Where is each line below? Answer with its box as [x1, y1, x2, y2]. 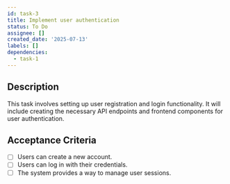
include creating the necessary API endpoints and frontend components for [7, 107, 224, 115]
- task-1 [13, 56, 39, 62]
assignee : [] [7, 29, 45, 37]
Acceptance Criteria [7, 134, 97, 146]
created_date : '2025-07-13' [7, 36, 89, 43]
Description [7, 81, 59, 93]
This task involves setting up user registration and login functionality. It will [7, 99, 221, 108]
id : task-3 [7, 10, 39, 17]
